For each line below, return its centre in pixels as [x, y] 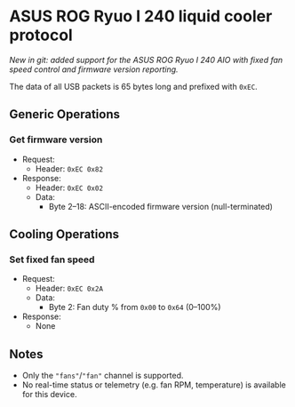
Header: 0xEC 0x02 [69, 188]
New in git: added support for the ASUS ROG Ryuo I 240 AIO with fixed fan [146, 60]
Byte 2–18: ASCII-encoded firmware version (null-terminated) [161, 206]
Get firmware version [56, 140]
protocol [41, 35]
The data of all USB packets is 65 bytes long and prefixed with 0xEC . [133, 86]
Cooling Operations [64, 234]
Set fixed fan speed [52, 259]
